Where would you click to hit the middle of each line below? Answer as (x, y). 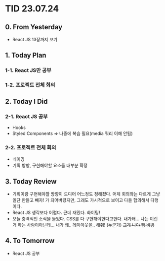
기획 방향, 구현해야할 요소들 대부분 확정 (50, 165)
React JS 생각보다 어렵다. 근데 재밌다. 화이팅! (56, 213)
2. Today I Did (26, 101)
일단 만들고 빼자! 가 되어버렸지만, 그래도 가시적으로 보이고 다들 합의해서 (81, 200)
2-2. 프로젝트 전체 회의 (31, 147)
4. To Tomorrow (30, 241)
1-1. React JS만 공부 (28, 70)
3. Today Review (31, 181)
